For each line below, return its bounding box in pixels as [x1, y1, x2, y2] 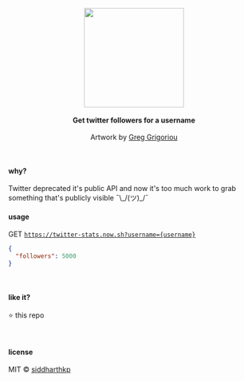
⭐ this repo [8, 310, 45, 320]
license [8, 347, 33, 357]
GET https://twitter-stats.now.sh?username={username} [8, 229, 196, 239]
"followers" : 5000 [15, 252, 77, 260]
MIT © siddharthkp [8, 364, 71, 374]
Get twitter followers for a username [73, 115, 195, 125]
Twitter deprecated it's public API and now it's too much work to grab [8, 184, 237, 193]
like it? [8, 292, 30, 302]
